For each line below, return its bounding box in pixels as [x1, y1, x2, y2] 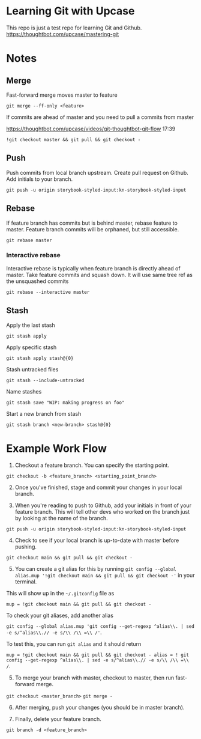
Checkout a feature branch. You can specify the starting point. [14, 461, 170, 469]
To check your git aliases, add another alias [6, 612, 114, 619]
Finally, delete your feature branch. [14, 715, 102, 722]
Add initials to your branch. [6, 175, 73, 183]
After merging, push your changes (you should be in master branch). [14, 704, 185, 711]
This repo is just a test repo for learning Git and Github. [6, 24, 142, 31]
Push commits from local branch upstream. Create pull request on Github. [6, 169, 189, 176]
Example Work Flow [6, 442, 107, 455]
